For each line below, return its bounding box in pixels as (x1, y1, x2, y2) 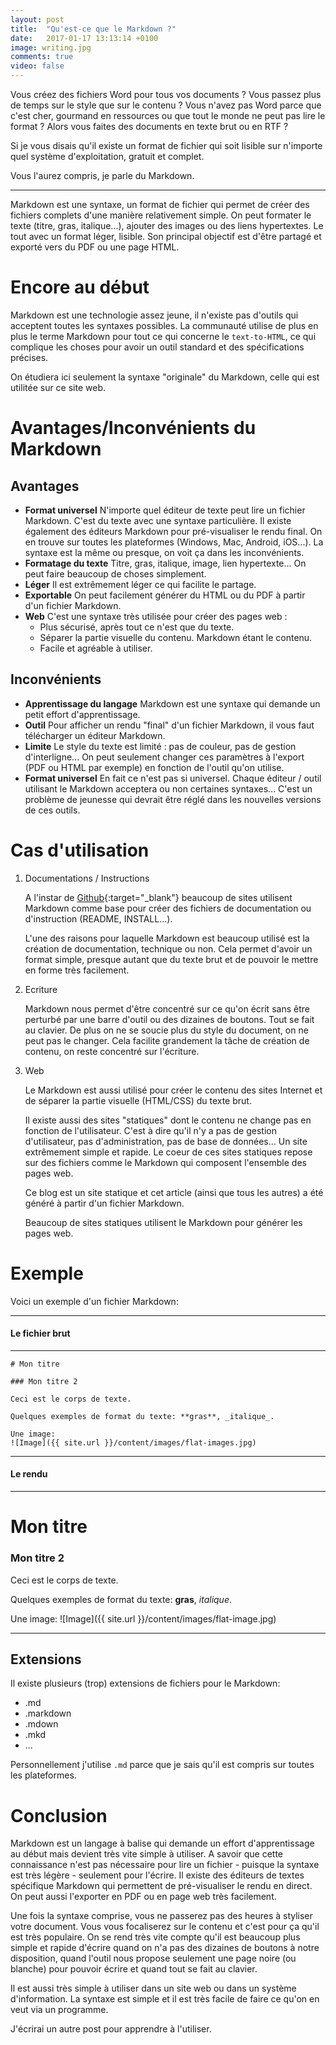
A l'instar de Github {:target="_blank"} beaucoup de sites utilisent (24, 891, 293, 903)
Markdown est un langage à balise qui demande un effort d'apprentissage (10, 1837, 315, 1850)
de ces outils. (24, 804, 81, 816)
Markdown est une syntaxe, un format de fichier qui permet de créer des (10, 199, 310, 210)
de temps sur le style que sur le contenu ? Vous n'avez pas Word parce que (10, 99, 322, 111)
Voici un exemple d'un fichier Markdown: (10, 1295, 179, 1307)
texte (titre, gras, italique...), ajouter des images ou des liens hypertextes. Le (10, 220, 324, 231)
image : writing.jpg (10, 42, 92, 53)
